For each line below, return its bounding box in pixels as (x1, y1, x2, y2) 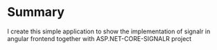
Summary (7, 4, 64, 20)
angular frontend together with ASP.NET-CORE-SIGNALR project (7, 34, 192, 42)
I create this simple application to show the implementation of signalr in (7, 27, 211, 35)
